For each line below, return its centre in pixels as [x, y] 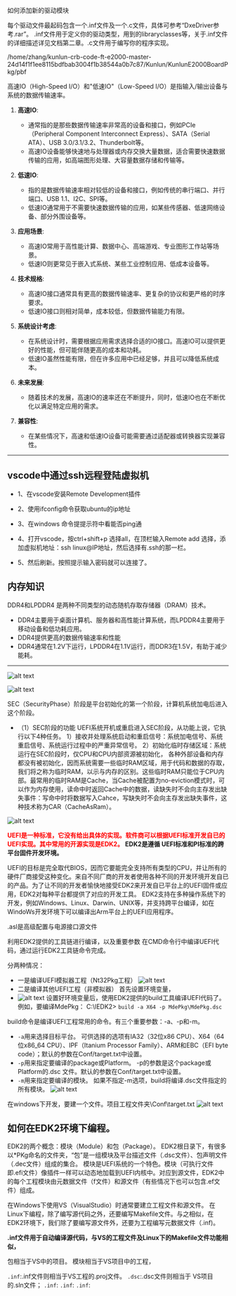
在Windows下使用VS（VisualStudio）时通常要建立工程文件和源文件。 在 [111, 1205]
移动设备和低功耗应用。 [51, 628]
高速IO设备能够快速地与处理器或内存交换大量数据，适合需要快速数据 [127, 151]
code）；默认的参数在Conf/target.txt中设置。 [81, 1054]
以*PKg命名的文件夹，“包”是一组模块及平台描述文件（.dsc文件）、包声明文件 [117, 1155]
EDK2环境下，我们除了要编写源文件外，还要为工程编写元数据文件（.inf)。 [113, 1223]
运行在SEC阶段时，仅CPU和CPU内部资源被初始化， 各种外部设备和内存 [120, 753]
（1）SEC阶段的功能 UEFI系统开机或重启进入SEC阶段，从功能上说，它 [118, 727]
